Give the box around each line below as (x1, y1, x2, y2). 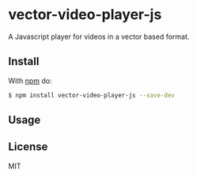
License (8, 140, 48, 154)
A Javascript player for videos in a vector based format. (8, 32, 190, 41)
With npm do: (8, 75, 53, 85)
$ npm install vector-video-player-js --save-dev (8, 91, 176, 99)
